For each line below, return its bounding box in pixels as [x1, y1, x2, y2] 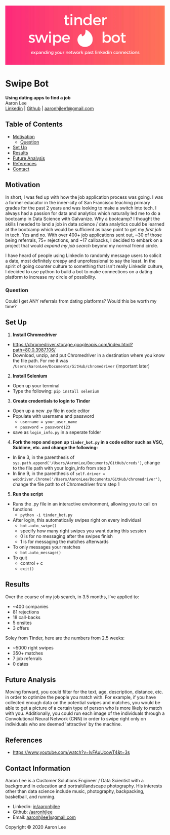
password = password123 [20, 424, 71, 430]
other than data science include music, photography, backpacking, [5, 788, 145, 794]
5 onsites [12, 620, 32, 626]
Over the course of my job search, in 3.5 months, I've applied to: [5, 594, 139, 600]
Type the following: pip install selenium [12, 388, 100, 394]
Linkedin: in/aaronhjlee [12, 803, 60, 809]
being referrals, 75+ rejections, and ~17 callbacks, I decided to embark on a [5, 237, 163, 243]
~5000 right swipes [12, 644, 54, 650]
